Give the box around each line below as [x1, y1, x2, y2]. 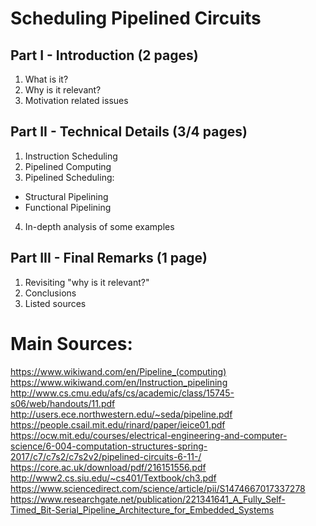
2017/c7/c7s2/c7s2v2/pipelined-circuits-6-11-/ [10, 450, 202, 462]
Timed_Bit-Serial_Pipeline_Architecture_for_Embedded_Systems [10, 503, 275, 516]
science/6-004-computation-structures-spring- [10, 440, 208, 452]
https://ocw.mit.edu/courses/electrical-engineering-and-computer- [10, 429, 288, 441]
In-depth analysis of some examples [24, 220, 175, 232]
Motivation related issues [24, 95, 129, 106]
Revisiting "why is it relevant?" [24, 276, 150, 288]
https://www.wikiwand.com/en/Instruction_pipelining [10, 376, 228, 388]
